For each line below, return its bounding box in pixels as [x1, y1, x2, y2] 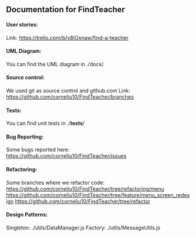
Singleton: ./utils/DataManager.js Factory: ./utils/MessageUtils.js [6, 224, 161, 231]
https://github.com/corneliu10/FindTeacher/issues [6, 153, 127, 160]
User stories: [6, 21, 39, 28]
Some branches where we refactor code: [6, 179, 105, 186]
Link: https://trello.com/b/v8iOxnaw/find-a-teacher [6, 34, 129, 41]
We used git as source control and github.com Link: [6, 87, 130, 94]
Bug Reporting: [6, 133, 44, 140]
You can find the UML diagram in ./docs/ [6, 60, 104, 67]
